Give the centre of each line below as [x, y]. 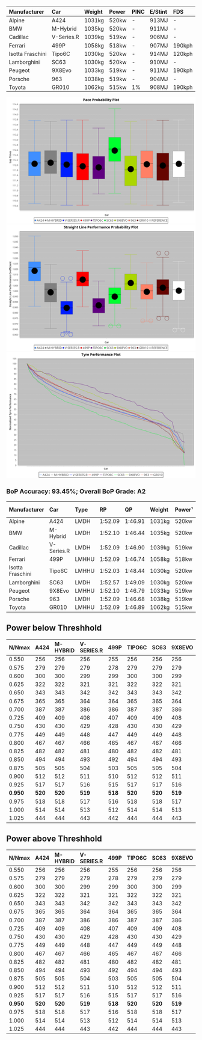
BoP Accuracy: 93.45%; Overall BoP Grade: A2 [76, 492]
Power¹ [184, 509]
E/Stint [158, 11]
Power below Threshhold [54, 628]
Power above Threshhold [54, 839]
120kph [183, 54]
